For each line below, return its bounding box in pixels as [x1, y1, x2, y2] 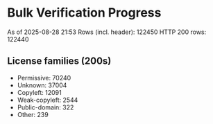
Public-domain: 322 [17, 103, 74, 112]
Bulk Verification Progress [7, 5, 162, 21]
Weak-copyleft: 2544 [17, 96, 78, 104]
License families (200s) [7, 55, 112, 67]
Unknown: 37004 [17, 81, 67, 89]
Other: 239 [17, 110, 49, 118]
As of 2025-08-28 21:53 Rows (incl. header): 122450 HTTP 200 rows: [7, 28, 207, 36]
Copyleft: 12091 [17, 88, 62, 96]
